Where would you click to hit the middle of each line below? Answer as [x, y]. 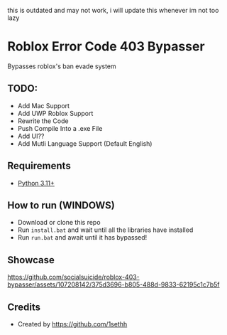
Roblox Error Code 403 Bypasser [106, 47]
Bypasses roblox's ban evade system [62, 66]
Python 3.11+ [36, 183]
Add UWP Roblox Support [55, 113]
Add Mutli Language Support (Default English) [85, 143]
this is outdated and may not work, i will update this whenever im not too [113, 10]
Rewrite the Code [43, 121]
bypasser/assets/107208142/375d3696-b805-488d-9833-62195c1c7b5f [113, 285]
